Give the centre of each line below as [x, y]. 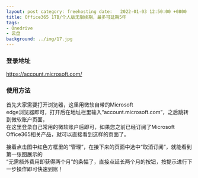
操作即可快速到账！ [40, 169]
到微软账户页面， [27, 119]
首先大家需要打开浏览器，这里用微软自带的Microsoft [70, 105]
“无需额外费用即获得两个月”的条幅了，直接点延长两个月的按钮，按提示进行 [97, 161]
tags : [13, 22]
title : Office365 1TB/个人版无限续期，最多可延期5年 [66, 17]
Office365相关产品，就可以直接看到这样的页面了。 [68, 134]
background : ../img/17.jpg [39, 39]
